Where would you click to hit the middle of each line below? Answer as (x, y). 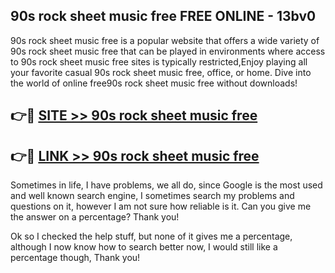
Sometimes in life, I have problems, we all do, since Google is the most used (166, 185)
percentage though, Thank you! (75, 258)
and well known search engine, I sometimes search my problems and (152, 196)
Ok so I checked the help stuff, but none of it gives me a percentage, (151, 236)
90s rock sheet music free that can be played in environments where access (168, 51)
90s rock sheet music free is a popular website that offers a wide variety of (165, 40)
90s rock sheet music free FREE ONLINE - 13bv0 (163, 16)
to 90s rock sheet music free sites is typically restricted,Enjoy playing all (159, 61)
